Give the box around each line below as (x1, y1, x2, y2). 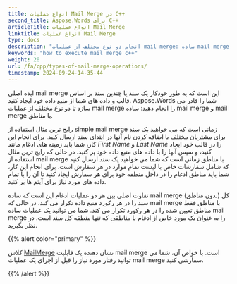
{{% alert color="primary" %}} (8, 234, 97, 243)
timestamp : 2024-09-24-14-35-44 (8, 69, 103, 76)
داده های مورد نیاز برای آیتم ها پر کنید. (8, 177, 107, 185)
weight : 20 (8, 56, 40, 63)
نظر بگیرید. (8, 221, 37, 229)
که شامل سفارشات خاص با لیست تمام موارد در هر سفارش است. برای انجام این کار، (8, 162, 229, 171)
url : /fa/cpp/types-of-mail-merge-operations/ (8, 63, 147, 70)
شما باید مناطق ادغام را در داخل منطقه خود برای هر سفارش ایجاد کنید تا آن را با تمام (8, 170, 229, 178)
